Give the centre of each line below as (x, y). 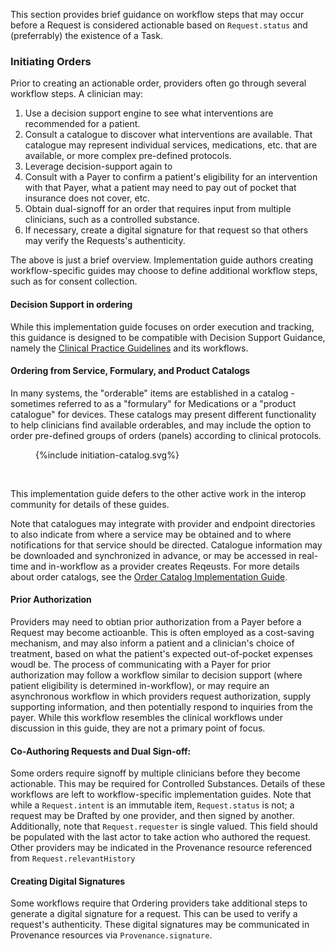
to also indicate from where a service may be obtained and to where (151, 534)
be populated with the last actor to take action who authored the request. (161, 837)
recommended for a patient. (82, 124)
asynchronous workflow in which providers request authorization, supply (161, 696)
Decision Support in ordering (71, 304)
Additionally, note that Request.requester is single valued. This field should (164, 826)
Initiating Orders (51, 61)
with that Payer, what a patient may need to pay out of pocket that (160, 188)
